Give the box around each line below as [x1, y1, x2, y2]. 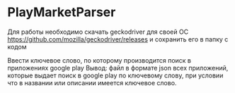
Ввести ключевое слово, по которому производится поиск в [7, 56, 192, 64]
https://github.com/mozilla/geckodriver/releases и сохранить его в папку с [7, 35, 229, 43]
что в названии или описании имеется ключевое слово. [7, 78, 177, 87]
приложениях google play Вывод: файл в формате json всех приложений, [7, 63, 229, 72]
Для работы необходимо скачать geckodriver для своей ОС [7, 27, 189, 36]
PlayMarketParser [7, 4, 116, 20]
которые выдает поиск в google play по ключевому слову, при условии [7, 71, 224, 80]
